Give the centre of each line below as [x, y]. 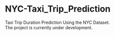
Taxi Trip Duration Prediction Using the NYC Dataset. [57, 22]
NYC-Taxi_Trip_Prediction [58, 9]
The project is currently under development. [49, 27]
